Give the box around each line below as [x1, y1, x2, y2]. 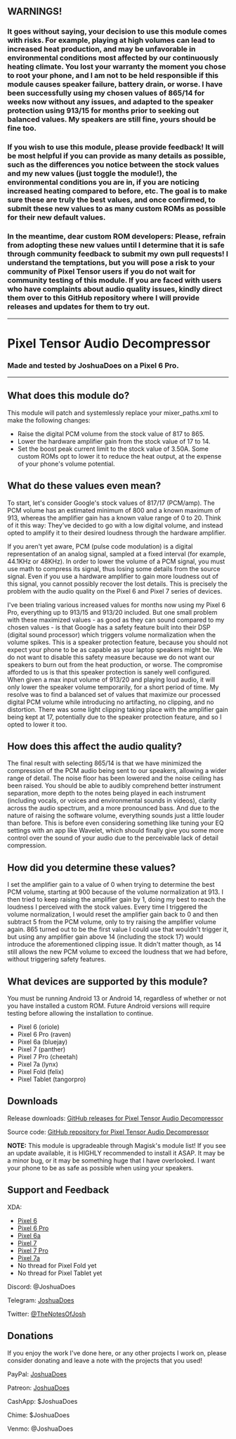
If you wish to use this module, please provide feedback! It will [7, 142, 224, 152]
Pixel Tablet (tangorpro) [17, 1075, 86, 1084]
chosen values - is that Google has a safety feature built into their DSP [7, 622, 211, 632]
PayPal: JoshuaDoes [7, 1369, 67, 1378]
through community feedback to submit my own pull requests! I [7, 249, 228, 259]
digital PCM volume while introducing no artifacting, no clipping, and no [7, 698, 214, 706]
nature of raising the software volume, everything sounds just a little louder [7, 812, 225, 820]
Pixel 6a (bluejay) [17, 1037, 68, 1047]
